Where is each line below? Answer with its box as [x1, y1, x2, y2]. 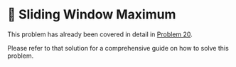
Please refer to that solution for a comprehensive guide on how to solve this [7, 43, 229, 52]
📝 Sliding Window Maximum [7, 6, 176, 23]
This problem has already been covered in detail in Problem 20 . [7, 30, 193, 38]
